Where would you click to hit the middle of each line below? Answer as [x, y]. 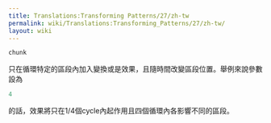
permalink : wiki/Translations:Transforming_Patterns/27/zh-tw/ [117, 23]
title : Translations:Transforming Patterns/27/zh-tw [99, 16]
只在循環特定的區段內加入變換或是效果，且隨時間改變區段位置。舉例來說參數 [135, 69]
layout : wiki [30, 31]
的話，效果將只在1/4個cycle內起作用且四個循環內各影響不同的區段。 [121, 111]
